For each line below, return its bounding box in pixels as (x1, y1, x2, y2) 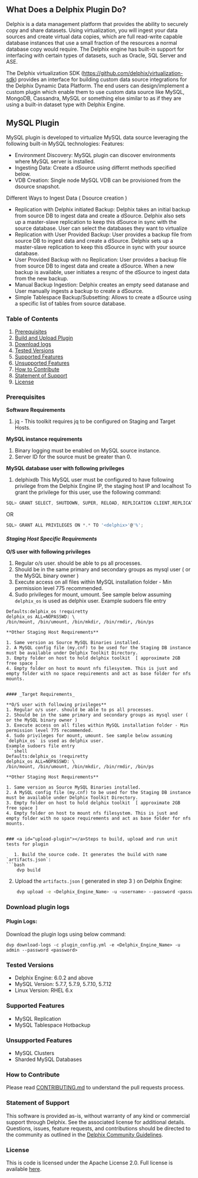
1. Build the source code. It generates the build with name (14, 852, 167, 858)
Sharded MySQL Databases (14, 1056, 82, 1063)
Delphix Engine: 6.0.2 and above (14, 974, 94, 981)
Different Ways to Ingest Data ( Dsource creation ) (6, 194, 128, 201)
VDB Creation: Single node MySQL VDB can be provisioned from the (14, 177, 181, 184)
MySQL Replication (14, 1015, 61, 1022)
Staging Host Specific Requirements (6, 535, 97, 542)
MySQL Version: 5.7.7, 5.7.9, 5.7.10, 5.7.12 (14, 981, 112, 988)
